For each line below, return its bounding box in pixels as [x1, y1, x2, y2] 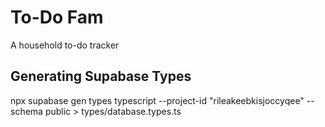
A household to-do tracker [10, 39, 120, 51]
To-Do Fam [10, 6, 104, 29]
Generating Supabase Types [10, 68, 192, 85]
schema [10, 105, 43, 117]
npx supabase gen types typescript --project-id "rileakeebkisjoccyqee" [10, 94, 305, 106]
